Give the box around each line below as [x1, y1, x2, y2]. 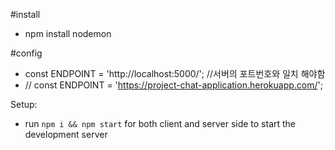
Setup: [10, 99, 38, 110]
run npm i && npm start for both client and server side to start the [24, 118, 297, 129]
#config [10, 47, 43, 59]
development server [24, 129, 108, 140]
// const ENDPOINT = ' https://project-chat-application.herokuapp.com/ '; [24, 79, 323, 91]
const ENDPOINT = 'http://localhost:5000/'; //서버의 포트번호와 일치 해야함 [24, 68, 326, 79]
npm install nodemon [24, 28, 112, 39]
